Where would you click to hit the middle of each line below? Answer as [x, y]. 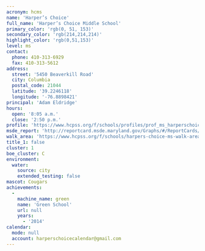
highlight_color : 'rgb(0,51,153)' [50, 40]
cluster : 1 [20, 148]
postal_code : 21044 [37, 86]
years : [26, 216]
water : [20, 165]
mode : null [26, 233]
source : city [34, 171]
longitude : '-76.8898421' [45, 97]
